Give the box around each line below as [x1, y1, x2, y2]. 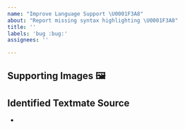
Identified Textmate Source [7, 97, 130, 109]
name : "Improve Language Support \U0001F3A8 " [7, 10, 143, 18]
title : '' [7, 23, 37, 30]
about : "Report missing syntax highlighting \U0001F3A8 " [7, 17, 179, 24]
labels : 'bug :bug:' [7, 30, 68, 37]
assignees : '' [7, 37, 49, 44]
